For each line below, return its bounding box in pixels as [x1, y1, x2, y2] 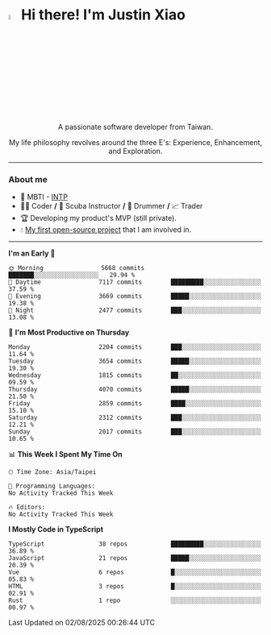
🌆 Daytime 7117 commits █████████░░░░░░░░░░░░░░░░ [8, 278, 262, 287]
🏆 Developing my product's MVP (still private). [19, 214, 177, 223]
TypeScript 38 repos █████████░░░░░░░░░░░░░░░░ [8, 540, 262, 549]
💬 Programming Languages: [8, 482, 95, 491]
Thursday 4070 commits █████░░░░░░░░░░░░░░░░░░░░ [8, 385, 262, 394]
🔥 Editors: [8, 504, 46, 512]
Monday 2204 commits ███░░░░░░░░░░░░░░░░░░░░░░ [8, 343, 262, 351]
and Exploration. [108, 147, 163, 156]
